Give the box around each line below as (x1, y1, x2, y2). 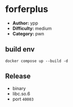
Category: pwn (12, 30, 44, 36)
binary (12, 85, 26, 91)
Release (5, 72, 31, 80)
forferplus (5, 3, 48, 15)
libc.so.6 (12, 90, 30, 96)
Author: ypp (12, 20, 38, 26)
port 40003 (12, 96, 34, 102)
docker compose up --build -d (5, 58, 68, 63)
